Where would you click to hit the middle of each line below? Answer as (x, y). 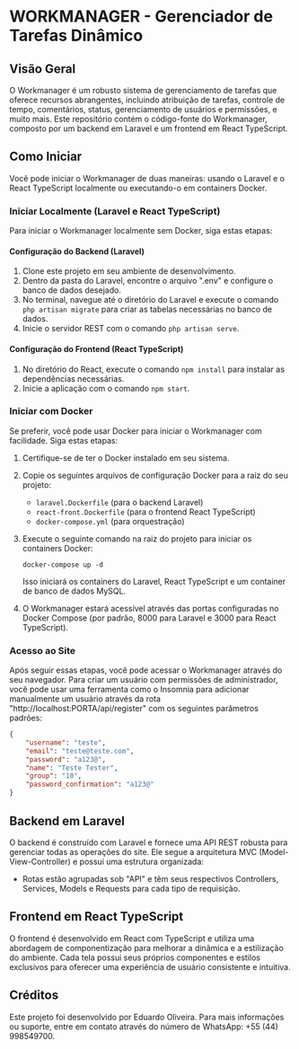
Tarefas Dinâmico (76, 35)
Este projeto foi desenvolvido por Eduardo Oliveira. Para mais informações (147, 1017)
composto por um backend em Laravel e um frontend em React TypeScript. (149, 128)
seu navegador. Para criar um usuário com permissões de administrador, (144, 680)
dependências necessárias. (73, 378)
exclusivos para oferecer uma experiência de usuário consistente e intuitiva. (150, 966)
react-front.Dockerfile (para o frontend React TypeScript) (145, 511)
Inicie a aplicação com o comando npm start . (106, 388)
